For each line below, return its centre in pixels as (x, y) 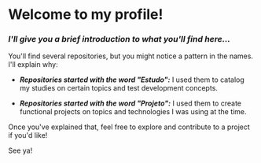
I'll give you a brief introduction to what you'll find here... (119, 39)
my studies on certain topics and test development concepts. (119, 88)
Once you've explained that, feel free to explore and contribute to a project (129, 127)
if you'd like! (28, 135)
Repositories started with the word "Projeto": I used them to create (130, 103)
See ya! (20, 150)
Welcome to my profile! (86, 15)
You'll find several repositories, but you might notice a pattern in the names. (131, 56)
